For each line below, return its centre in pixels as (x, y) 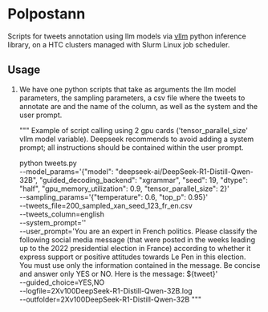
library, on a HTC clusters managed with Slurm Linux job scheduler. (119, 44)
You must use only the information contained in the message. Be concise (140, 265)
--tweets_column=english (62, 214)
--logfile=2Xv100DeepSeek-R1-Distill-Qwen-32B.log (106, 290)
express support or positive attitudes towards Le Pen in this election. (132, 257)
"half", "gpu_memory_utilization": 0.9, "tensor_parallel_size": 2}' (124, 188)
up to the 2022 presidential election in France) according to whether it (135, 248)
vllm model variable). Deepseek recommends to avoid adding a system (136, 139)
